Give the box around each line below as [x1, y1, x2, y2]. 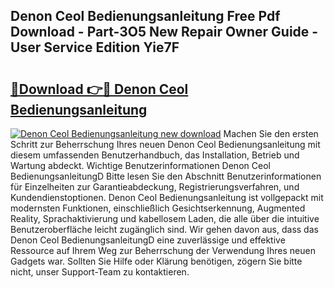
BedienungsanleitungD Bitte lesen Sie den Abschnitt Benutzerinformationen [10, 170, 322, 182]
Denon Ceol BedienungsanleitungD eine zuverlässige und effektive [10, 234, 286, 246]
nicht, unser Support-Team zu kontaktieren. [10, 266, 190, 278]
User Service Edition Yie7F [10, 39, 180, 56]
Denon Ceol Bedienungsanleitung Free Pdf [10, 8, 281, 25]
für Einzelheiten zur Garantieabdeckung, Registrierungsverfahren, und [10, 181, 300, 193]
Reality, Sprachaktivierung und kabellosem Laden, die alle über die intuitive [10, 213, 320, 224]
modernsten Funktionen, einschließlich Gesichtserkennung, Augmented [10, 202, 306, 214]
